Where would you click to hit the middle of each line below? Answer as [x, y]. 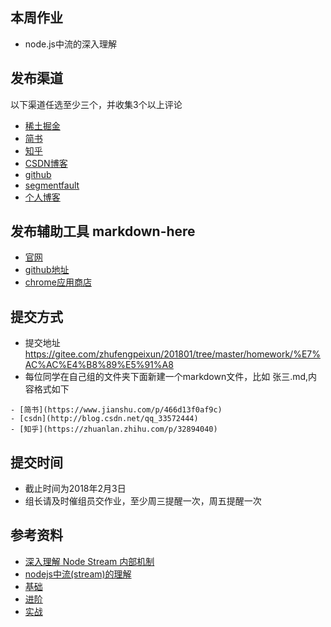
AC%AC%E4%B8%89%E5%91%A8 [99, 365]
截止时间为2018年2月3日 [75, 489]
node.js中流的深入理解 [71, 44]
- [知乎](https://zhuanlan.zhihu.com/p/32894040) [114, 429]
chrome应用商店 [58, 282]
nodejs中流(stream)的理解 [78, 574]
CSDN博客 [46, 163]
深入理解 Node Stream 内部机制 [89, 561]
